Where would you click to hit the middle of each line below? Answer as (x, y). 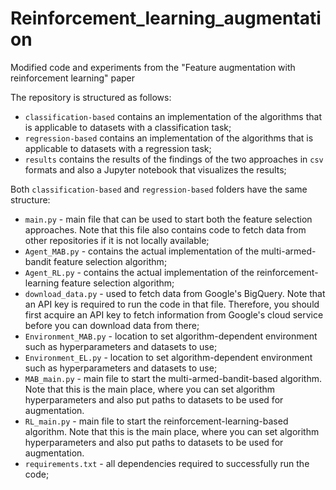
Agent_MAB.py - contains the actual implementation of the (142, 251)
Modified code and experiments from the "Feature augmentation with (153, 67)
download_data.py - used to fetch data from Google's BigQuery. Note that (175, 293)
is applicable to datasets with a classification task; (128, 127)
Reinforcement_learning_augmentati (166, 18)
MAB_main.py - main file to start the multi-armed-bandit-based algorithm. (173, 378)
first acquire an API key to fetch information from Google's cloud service (174, 314)
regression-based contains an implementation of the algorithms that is (169, 138)
